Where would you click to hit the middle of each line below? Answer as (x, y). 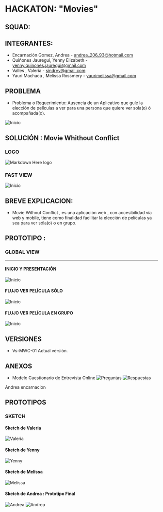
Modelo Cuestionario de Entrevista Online (54, 378)
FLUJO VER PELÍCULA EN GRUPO (39, 313)
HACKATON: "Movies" (52, 9)
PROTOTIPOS (26, 402)
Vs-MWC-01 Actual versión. (40, 351)
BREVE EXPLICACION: (39, 201)
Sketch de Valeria (23, 428)
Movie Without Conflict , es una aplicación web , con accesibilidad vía (82, 212)
